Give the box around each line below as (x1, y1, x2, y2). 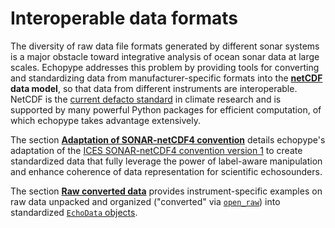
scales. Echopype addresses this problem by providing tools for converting (10, 61, 320, 73)
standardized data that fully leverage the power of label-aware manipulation (10, 155, 323, 167)
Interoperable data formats (10, 7, 239, 30)
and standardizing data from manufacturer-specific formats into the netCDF (10, 72, 323, 84)
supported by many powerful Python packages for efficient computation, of (10, 103, 322, 116)
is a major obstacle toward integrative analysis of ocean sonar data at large (10, 50, 320, 62)
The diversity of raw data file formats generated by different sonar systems (10, 40, 320, 52)
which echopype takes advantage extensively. (10, 114, 201, 126)
